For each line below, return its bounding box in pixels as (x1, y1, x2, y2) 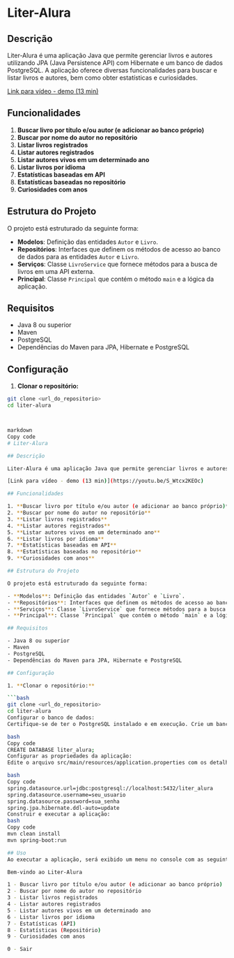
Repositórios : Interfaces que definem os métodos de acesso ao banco (17, 245, 221, 253)
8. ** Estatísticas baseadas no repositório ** (7, 549, 141, 556)
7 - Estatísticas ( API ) (7, 920, 77, 927)
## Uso (7, 849, 26, 857)
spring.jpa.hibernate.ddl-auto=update (7, 804, 120, 811)
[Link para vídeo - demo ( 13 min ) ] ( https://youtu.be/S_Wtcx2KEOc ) (7, 477, 204, 485)
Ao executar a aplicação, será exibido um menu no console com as (7, 856, 204, 863)
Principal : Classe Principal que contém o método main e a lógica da (17, 275, 214, 283)
